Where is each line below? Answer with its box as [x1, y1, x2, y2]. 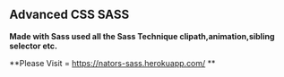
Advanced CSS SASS [9, 7, 130, 22]
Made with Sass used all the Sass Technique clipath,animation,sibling [9, 30, 275, 41]
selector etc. [9, 40, 58, 51]
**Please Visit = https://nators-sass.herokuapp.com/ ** [9, 57, 216, 68]
